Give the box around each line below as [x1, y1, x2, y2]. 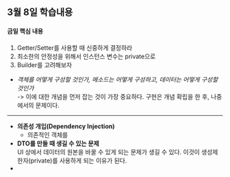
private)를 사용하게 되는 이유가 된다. [30, 156, 127, 165]
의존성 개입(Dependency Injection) [16, 122, 115, 130]
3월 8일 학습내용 [7, 6, 73, 19]
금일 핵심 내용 [7, 27, 43, 35]
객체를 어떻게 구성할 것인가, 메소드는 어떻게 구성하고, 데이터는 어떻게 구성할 [16, 75, 218, 84]
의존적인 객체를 [27, 130, 68, 139]
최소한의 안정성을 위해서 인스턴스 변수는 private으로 [16, 52, 156, 60]
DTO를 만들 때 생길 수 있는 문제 [16, 139, 99, 147]
